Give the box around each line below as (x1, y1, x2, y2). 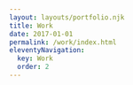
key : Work (17, 54, 53, 63)
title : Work (9, 21, 53, 30)
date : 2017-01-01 (9, 29, 74, 38)
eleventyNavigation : (9, 46, 86, 55)
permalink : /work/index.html (9, 37, 117, 47)
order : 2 (17, 63, 50, 72)
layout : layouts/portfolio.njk (9, 12, 125, 22)
